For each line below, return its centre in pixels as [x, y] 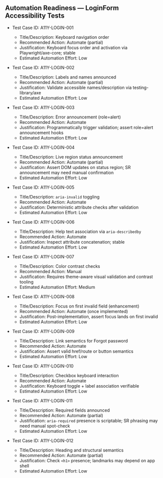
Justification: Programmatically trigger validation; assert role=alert [86, 127]
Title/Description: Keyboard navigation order [64, 37]
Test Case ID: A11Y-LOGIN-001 [43, 28]
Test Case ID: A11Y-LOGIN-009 [43, 331]
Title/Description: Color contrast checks [60, 266]
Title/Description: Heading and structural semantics [71, 450]
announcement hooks [41, 133]
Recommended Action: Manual [50, 271]
